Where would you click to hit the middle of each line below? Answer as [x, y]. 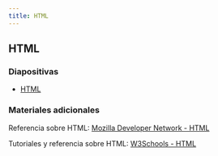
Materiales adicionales [54, 110]
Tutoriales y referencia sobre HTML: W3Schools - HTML [103, 143]
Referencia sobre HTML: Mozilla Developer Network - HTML [109, 128]
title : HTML [28, 16]
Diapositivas [34, 71]
